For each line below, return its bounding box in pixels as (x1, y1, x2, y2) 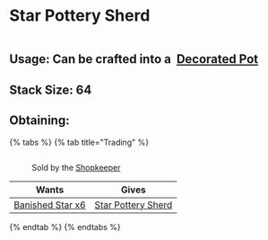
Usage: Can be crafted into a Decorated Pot (9, 51, 258, 67)
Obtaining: (9, 113, 70, 129)
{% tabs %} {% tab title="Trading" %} (9, 137, 150, 147)
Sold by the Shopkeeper (31, 162, 121, 173)
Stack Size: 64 (9, 82, 92, 97)
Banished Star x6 (13, 199, 87, 211)
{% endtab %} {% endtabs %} (9, 221, 121, 232)
